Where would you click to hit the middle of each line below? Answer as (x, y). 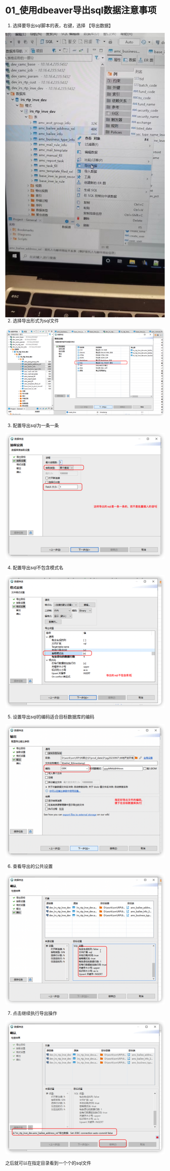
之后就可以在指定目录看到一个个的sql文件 (48, 1163)
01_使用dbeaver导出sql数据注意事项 (81, 10)
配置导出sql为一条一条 (36, 425)
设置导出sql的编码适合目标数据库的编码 (53, 717)
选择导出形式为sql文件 (36, 320)
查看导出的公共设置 (33, 866)
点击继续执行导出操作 (35, 1013)
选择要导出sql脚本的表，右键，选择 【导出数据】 (63, 25)
